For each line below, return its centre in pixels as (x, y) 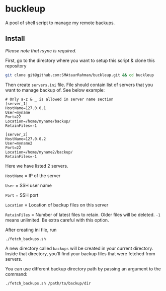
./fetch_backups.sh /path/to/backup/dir (48, 283)
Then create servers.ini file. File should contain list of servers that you (79, 85)
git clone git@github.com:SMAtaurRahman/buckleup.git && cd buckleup (80, 75)
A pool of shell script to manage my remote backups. (60, 23)
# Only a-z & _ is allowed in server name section (59, 99)
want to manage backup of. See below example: (55, 90)
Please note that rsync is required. (41, 50)
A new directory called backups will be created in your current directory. (79, 248)
